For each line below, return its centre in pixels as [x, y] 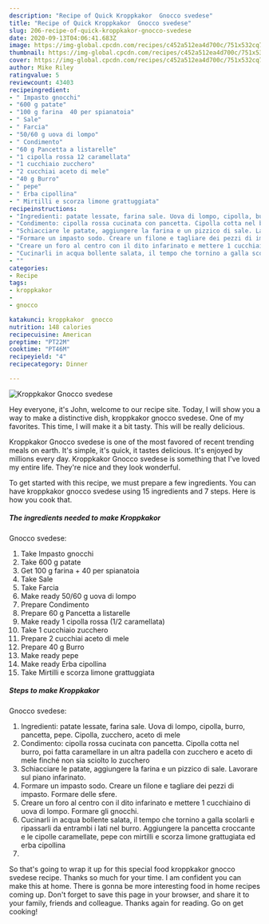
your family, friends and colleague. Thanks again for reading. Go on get [127, 902]
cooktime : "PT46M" [40, 349]
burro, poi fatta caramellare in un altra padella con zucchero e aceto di [136, 751]
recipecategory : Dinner [49, 364]
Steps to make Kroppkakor [54, 691]
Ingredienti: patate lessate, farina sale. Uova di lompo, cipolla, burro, [133, 726]
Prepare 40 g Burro [52, 647]
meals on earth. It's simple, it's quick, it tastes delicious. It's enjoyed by [126, 450]
